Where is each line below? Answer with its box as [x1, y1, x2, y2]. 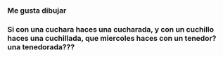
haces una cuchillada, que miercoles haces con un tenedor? [7, 33, 217, 43]
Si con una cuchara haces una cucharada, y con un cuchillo [7, 24, 215, 34]
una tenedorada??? [7, 42, 75, 51]
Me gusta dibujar [7, 6, 67, 15]
